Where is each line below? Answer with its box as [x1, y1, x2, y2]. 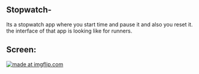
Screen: [6, 45, 37, 55]
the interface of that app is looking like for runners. [6, 27, 133, 34]
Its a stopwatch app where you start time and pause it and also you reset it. [6, 20, 193, 28]
